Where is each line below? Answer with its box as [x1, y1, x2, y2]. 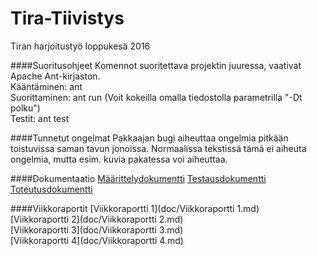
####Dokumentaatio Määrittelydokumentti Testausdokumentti [10, 172, 267, 184]
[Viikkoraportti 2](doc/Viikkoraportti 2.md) [10, 213, 184, 225]
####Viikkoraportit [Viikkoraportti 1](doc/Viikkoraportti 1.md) [10, 202, 260, 214]
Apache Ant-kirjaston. [10, 70, 101, 82]
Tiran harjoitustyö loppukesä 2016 [10, 40, 151, 52]
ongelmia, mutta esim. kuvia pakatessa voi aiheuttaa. [10, 153, 228, 165]
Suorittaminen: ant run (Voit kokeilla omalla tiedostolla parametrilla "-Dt [10, 91, 303, 103]
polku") [10, 102, 41, 114]
